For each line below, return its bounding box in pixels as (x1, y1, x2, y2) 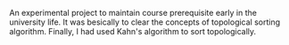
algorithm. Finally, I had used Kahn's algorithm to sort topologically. (9, 26, 257, 36)
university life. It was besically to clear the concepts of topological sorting (9, 17, 281, 27)
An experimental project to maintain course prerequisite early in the (9, 8, 257, 18)
